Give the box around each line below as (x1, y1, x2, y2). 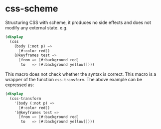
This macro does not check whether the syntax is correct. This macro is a (5, 71, 157, 77)
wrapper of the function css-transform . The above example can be (5, 77, 143, 83)
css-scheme (5, 3, 58, 14)
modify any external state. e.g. (5, 24, 68, 30)
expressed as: (5, 82, 34, 88)
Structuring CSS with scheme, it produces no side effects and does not (5, 19, 151, 25)
